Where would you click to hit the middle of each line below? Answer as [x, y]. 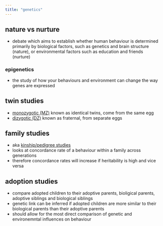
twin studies [25, 101]
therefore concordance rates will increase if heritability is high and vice [84, 161]
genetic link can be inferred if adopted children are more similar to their [84, 203]
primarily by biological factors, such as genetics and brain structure [81, 47]
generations [24, 155]
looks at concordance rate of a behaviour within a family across [76, 151]
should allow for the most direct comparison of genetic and [72, 214]
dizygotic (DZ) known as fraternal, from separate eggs [67, 118]
